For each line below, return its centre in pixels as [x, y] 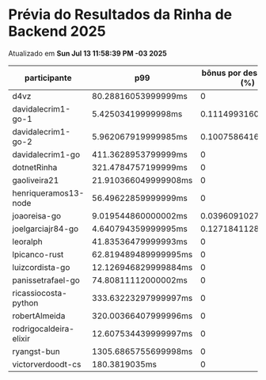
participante [49, 78]
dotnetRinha [35, 167]
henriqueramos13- [48, 193]
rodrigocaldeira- [44, 329]
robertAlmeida [39, 316]
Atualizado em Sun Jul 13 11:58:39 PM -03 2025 [88, 53]
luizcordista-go [41, 267]
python [25, 302]
